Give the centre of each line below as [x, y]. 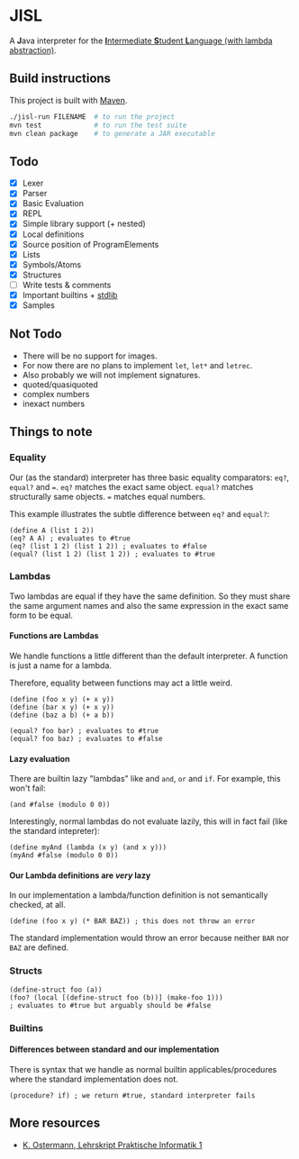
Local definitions [53, 234]
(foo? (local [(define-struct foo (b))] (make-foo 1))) [116, 997]
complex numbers [56, 394]
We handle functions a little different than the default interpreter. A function [149, 656]
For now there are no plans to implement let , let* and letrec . [137, 365]
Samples [39, 305]
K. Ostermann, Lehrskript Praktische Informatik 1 [112, 1145]
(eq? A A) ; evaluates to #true [70, 538]
